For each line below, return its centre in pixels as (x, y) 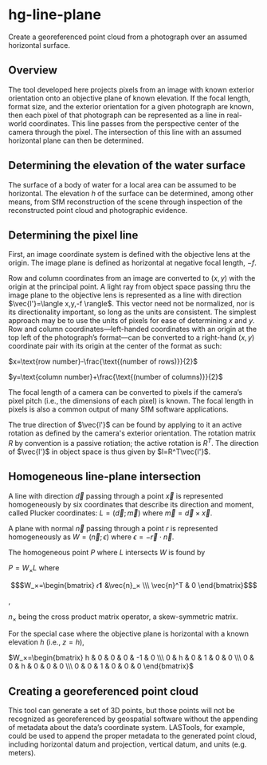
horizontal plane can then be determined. (76, 140)
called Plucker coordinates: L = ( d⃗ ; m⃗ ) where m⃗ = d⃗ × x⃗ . (110, 513)
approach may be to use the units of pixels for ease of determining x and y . (132, 321)
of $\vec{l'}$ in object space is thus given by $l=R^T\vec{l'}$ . (110, 452)
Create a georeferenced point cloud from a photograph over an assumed (128, 37)
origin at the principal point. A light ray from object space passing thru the (130, 287)
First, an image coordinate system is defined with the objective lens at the (130, 254)
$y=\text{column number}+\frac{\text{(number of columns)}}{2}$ (116, 377)
